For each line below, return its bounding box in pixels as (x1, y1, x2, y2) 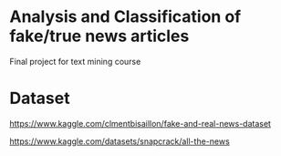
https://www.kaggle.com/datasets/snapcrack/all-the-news (9, 135, 230, 147)
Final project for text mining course (9, 56, 141, 67)
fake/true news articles (9, 26, 190, 47)
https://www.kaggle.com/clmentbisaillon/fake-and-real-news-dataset (9, 118, 272, 129)
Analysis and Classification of (9, 6, 242, 27)
